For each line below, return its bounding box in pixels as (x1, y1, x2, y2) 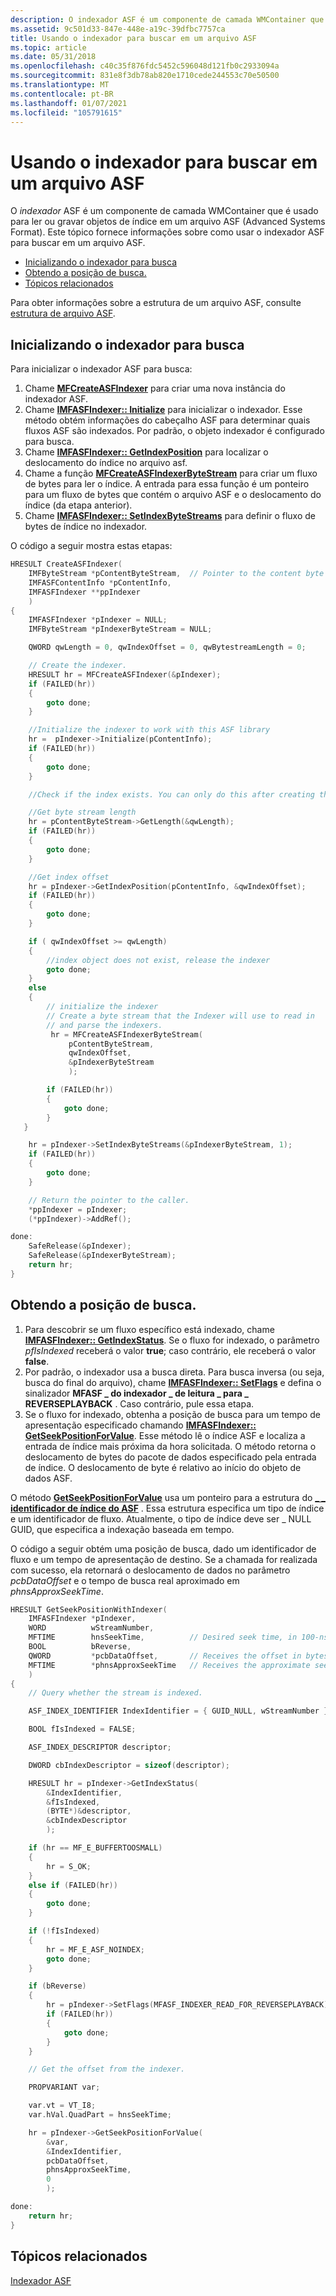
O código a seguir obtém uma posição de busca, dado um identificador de (10, 1542, 317, 1555)
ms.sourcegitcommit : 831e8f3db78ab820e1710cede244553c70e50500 (10, 71, 280, 81)
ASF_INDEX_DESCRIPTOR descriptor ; (28, 1742, 172, 1753)
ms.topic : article (10, 42, 87, 53)
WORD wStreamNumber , (28, 1623, 155, 1633)
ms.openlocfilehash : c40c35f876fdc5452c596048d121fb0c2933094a (10, 61, 280, 71)
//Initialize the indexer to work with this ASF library (28, 725, 271, 735)
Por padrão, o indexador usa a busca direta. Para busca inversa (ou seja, (24, 1366, 325, 1378)
